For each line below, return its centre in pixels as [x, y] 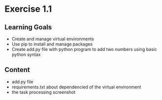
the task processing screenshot [44, 92]
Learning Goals [28, 27]
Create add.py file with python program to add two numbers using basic [84, 49]
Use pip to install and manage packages [52, 44]
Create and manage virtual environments [53, 39]
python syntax [26, 54]
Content [17, 70]
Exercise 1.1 [28, 9]
